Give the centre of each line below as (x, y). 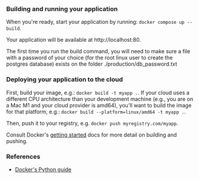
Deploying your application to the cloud (65, 79)
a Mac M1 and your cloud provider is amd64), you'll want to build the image (99, 105)
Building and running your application (62, 9)
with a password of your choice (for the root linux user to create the (90, 58)
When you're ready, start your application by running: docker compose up (95, 22)
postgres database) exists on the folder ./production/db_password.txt (92, 64)
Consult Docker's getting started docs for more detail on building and (92, 135)
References (23, 156)
